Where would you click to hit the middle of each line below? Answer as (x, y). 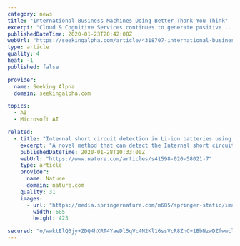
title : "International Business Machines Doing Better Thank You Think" (118, 21)
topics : (19, 106)
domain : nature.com (55, 185)
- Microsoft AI (36, 119)
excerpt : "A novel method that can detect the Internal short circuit (127, 145)
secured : (20, 231)
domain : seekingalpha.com (52, 93)
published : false (33, 67)
